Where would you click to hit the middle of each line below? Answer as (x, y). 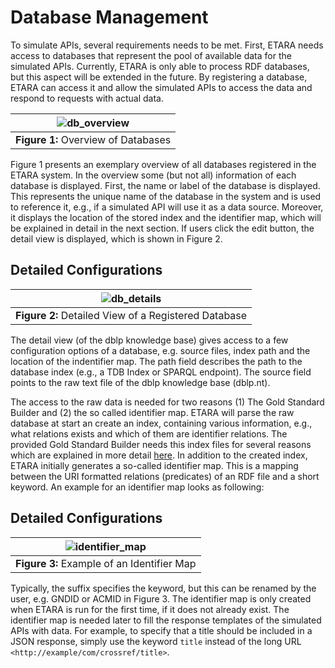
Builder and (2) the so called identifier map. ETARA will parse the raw (152, 412)
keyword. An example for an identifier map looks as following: (137, 487)
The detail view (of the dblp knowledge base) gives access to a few (149, 340)
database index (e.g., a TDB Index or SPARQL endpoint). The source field (161, 372)
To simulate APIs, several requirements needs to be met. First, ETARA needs (167, 45)
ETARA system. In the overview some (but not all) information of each (153, 175)
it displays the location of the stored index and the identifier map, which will (166, 217)
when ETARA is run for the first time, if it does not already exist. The (150, 609)
